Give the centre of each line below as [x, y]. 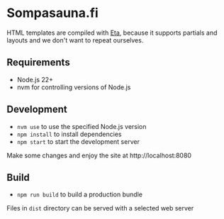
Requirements [38, 63]
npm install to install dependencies [69, 134]
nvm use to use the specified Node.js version [82, 126]
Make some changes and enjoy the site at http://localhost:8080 [99, 155]
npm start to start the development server [78, 141]
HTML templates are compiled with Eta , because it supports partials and [112, 33]
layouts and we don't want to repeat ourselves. [75, 40]
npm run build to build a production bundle [80, 195]
